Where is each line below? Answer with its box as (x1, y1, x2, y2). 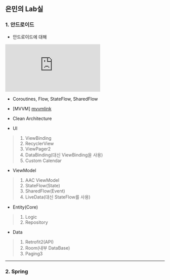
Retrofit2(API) (25, 238, 54, 245)
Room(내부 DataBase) (25, 245, 70, 251)
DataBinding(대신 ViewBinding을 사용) (25, 151, 103, 158)
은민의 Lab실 (5, 5, 44, 14)
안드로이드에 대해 (12, 33, 47, 39)
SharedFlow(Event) (25, 188, 65, 194)
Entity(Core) (12, 204, 38, 210)
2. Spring (5, 268, 28, 275)
